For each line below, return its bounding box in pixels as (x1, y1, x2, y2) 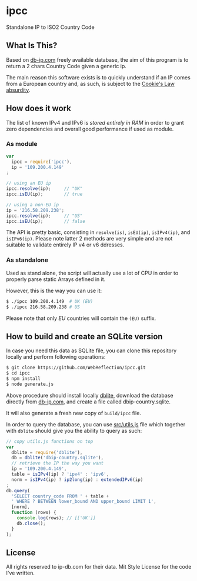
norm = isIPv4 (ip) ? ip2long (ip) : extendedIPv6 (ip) (11, 476, 143, 483)
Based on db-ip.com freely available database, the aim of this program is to (6, 56, 189, 63)
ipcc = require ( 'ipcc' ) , (11, 159, 72, 165)
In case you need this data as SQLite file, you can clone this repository (6, 347, 177, 354)
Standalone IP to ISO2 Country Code (6, 24, 95, 31)
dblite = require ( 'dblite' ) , (11, 449, 83, 455)
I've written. (6, 569, 35, 577)
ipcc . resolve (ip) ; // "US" (6, 213, 83, 219)
